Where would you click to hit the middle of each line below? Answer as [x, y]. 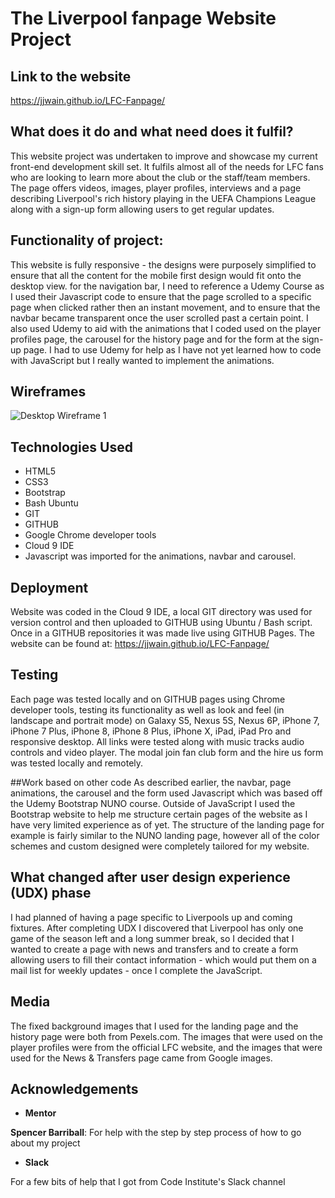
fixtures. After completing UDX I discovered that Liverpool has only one [157, 928]
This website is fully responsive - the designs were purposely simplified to [163, 264]
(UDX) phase [51, 893]
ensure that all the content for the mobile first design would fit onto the [156, 275]
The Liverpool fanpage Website [143, 18]
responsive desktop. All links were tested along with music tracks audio [157, 741]
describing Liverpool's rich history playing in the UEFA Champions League [163, 198]
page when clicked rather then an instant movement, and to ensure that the [165, 307]
